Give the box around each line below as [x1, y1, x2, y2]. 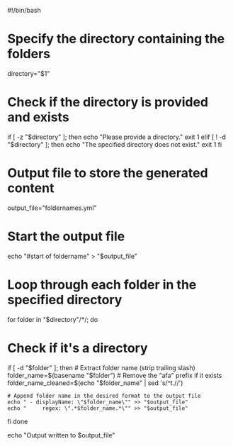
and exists [7, 109, 69, 126]
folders [7, 46, 51, 62]
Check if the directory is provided [7, 94, 209, 111]
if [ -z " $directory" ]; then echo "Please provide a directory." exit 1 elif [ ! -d [7, 133, 227, 141]
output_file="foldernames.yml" [7, 204, 97, 212]
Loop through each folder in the [7, 277, 197, 293]
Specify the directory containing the [7, 31, 225, 47]
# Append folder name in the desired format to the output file [7, 392, 201, 399]
